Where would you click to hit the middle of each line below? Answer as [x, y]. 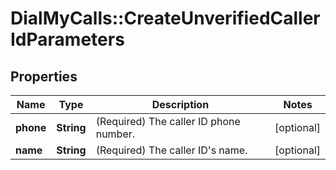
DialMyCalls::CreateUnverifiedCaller [165, 18]
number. [115, 134]
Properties [44, 76]
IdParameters [67, 39]
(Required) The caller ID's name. [171, 150]
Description [180, 104]
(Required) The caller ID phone [168, 121]
